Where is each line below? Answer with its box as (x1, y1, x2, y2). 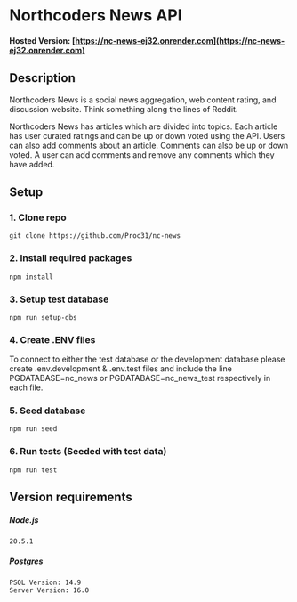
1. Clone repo (9, 211, 67, 224)
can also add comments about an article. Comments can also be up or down (9, 140, 289, 150)
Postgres (9, 556, 44, 566)
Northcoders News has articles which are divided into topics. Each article (9, 121, 278, 132)
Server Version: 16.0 (9, 586, 90, 595)
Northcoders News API (9, 5, 182, 26)
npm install (9, 273, 53, 281)
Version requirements (9, 490, 132, 505)
